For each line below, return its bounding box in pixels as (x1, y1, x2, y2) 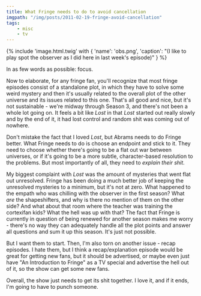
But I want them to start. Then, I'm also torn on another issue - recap (6, 240, 176, 247)
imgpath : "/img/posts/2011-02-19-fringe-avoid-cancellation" (6, 14, 163, 20)
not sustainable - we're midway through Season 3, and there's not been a (6, 103, 188, 110)
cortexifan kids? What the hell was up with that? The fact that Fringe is (6, 209, 180, 216)
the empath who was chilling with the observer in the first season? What (6, 190, 185, 197)
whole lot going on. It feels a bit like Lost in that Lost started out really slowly (6, 109, 196, 116)
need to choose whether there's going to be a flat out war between (6, 146, 172, 154)
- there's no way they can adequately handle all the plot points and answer (6, 222, 191, 229)
